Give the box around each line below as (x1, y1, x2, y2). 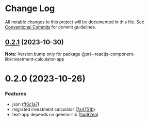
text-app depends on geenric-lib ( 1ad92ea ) (12, 112, 99, 118)
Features (5, 90, 27, 97)
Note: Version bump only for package (5, 51, 81, 57)
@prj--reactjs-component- (81, 51, 135, 57)
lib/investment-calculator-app (5, 56, 65, 62)
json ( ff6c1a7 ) (12, 101, 40, 107)
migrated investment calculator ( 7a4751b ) (12, 107, 96, 112)
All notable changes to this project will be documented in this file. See (5, 19, 145, 25)
